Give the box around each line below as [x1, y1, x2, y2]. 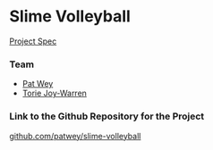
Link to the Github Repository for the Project [9, 110, 205, 122]
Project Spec [9, 36, 57, 46]
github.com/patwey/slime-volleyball [9, 130, 141, 141]
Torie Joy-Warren [21, 87, 88, 99]
